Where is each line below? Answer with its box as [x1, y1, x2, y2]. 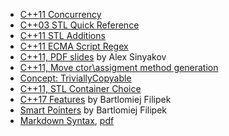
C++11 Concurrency [19, 9, 102, 20]
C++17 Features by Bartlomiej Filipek [19, 94, 172, 105]
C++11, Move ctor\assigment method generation [19, 62, 219, 73]
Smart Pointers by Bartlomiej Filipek [19, 104, 168, 116]
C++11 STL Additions [19, 30, 106, 41]
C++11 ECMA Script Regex [19, 40, 129, 52]
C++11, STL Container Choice [19, 83, 142, 94]
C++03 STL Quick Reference [19, 19, 140, 31]
